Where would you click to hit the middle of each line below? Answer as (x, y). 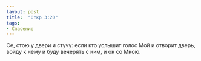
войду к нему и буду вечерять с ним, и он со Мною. (74, 52)
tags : (13, 23)
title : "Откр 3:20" (32, 17)
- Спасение (20, 28)
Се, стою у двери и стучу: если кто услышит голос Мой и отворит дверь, (101, 45)
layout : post (23, 12)
